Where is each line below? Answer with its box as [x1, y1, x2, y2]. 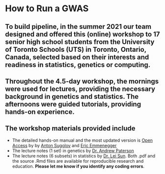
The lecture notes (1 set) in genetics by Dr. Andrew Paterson [12, 148, 134, 153]
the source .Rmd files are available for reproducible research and [12, 158, 144, 164]
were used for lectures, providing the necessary [5, 85, 156, 93]
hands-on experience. [5, 108, 75, 116]
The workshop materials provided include [5, 124, 136, 132]
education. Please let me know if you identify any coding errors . [12, 163, 145, 169]
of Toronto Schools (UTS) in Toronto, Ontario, [5, 45, 146, 54]
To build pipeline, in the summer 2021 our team [5, 22, 152, 31]
